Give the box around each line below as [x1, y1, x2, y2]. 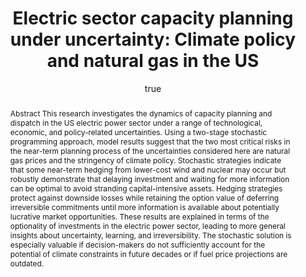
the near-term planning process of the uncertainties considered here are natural [9, 145, 291, 156]
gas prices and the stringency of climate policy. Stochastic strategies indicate [9, 155, 282, 166]
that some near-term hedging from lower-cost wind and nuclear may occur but [9, 164, 287, 175]
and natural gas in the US [46, 50, 260, 72]
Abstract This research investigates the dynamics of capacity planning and [9, 108, 273, 119]
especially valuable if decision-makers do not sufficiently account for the [9, 239, 266, 250]
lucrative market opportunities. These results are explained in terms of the [9, 211, 270, 222]
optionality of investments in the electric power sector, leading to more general [9, 220, 286, 231]
